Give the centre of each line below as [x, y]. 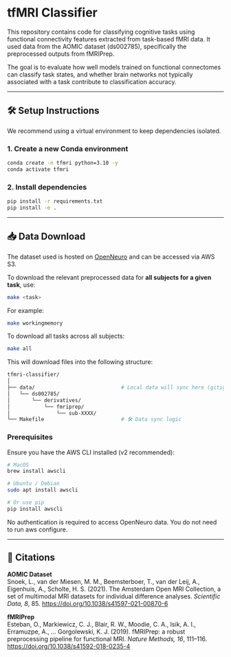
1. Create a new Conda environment [68, 148]
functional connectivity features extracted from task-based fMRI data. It [109, 39]
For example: [26, 310]
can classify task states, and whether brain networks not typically [100, 74]
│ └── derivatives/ [44, 400]
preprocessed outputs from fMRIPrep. [61, 54]
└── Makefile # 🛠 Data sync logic [95, 420]
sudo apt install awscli [43, 490]
